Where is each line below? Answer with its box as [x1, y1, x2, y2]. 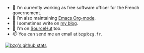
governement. [12, 10, 41, 16]
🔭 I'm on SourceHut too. [12, 26, 62, 31]
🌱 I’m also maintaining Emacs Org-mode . [12, 15, 96, 21]
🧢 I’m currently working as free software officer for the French [12, 5, 140, 10]
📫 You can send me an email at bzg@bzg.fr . [12, 31, 102, 37]
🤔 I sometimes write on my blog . [12, 20, 78, 26]
